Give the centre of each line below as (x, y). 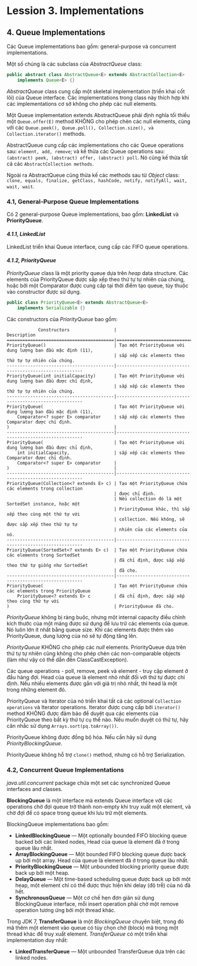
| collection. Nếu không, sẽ (149, 520)
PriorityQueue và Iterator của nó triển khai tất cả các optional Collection (94, 701)
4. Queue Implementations (56, 32)
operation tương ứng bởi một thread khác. (65, 910)
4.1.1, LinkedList (26, 234)
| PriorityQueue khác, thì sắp (152, 509)
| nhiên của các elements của (151, 530)
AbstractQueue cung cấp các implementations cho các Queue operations (95, 145)
